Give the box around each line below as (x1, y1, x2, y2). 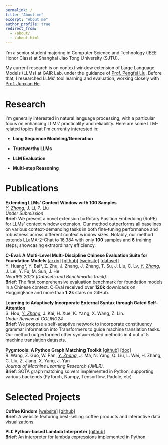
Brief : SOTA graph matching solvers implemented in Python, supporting (5, 368, 154, 374)
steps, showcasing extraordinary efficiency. (5, 242, 96, 248)
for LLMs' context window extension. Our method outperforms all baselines (5, 221, 162, 227)
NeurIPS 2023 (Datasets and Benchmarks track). (5, 273, 108, 279)
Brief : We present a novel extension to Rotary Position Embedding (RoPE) (5, 215, 157, 221)
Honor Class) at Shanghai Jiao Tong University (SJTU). (5, 55, 119, 61)
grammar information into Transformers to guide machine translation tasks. (5, 326, 161, 332)
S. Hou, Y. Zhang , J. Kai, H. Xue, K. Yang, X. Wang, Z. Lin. (5, 310, 125, 316)
